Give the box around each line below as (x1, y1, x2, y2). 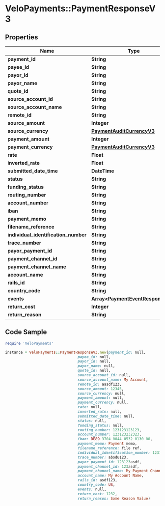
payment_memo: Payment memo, (78, 441, 137, 446)
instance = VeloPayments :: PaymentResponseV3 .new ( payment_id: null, (5, 350, 146, 355)
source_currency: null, (78, 391, 126, 396)
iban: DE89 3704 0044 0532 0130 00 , (78, 437, 153, 442)
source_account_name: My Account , (78, 377, 148, 382)
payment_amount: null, (78, 395, 124, 400)
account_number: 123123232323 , (78, 432, 141, 437)
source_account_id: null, (78, 373, 131, 378)
